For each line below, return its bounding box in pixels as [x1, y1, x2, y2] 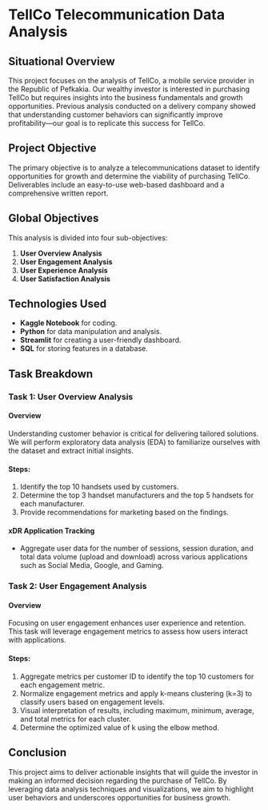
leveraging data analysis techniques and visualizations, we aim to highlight [8, 784, 254, 794]
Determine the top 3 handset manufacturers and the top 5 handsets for [19, 490, 254, 500]
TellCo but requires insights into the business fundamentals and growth [8, 93, 243, 102]
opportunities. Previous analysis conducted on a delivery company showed [8, 102, 256, 111]
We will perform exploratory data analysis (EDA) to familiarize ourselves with [8, 437, 261, 446]
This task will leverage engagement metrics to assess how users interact [8, 627, 248, 636]
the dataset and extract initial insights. [8, 445, 134, 455]
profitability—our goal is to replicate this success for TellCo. [8, 119, 206, 127]
